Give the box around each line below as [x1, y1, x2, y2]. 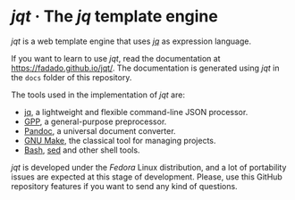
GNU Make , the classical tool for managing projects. [23, 135, 216, 146]
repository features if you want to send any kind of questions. [11, 180, 238, 191]
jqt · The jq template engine [11, 6, 218, 27]
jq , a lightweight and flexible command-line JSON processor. [23, 106, 249, 117]
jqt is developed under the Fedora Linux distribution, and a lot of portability [11, 162, 287, 172]
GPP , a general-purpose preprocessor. [23, 116, 167, 127]
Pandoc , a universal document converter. [23, 125, 176, 136]
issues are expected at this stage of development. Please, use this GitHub [11, 171, 283, 182]
